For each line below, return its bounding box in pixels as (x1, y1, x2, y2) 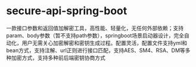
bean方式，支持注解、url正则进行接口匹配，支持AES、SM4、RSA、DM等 (6, 46, 186, 54)
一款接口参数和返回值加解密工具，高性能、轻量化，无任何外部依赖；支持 (6, 24, 183, 31)
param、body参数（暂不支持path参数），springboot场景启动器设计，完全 (6, 31, 185, 39)
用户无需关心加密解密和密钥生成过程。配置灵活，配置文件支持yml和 (21, 39, 188, 46)
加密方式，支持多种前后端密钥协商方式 (11, 54, 105, 61)
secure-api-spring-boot (6, 4, 127, 18)
